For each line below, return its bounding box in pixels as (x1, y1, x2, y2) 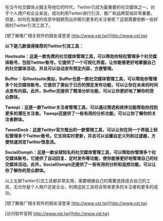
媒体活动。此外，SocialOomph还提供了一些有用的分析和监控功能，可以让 (9, 162, 156, 167)
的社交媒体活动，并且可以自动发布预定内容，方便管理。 (5, 66, 115, 71)
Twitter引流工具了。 (13, 22, 53, 28)
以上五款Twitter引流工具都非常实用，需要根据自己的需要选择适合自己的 (5, 178, 147, 184)
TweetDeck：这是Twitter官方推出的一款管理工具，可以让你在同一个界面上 (5, 127, 154, 133)
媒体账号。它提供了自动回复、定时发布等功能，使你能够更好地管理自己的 (9, 155, 154, 161)
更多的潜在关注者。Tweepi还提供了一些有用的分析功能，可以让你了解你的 (5, 111, 152, 116)
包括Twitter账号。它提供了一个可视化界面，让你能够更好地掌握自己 (21, 60, 156, 65)
